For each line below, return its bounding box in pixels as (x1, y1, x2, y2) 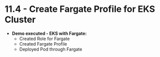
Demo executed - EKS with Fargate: (11, 30, 87, 36)
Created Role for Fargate (19, 36, 70, 42)
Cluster (4, 14, 36, 25)
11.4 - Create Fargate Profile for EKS (4, 3, 155, 15)
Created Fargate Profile (19, 41, 68, 47)
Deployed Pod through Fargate (19, 46, 82, 52)
